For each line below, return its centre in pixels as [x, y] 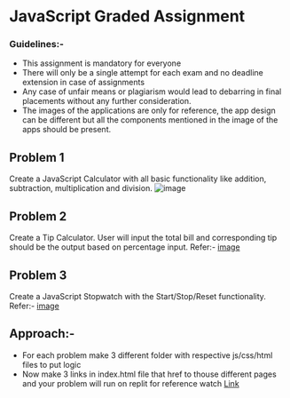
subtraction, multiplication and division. [81, 188]
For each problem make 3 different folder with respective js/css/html [147, 355]
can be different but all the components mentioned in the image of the [150, 120]
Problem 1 [37, 157]
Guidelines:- [37, 44]
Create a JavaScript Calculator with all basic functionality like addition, [138, 179]
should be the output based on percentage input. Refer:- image [125, 247]
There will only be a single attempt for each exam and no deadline [142, 73]
